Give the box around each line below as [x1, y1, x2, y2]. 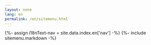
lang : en [5, 12, 23, 17]
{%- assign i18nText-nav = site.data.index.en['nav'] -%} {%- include [5, 30, 146, 36]
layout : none [5, 7, 32, 12]
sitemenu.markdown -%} [5, 35, 56, 41]
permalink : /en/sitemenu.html [5, 16, 68, 21]
